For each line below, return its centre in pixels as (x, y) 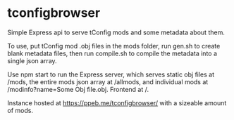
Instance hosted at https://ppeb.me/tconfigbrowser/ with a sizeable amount (117, 102)
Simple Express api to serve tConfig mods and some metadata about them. (116, 32)
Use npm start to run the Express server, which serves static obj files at (111, 74)
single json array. (32, 60)
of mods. (20, 110)
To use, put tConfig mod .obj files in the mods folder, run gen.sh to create (114, 46)
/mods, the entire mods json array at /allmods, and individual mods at (108, 81)
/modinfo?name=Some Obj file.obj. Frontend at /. (78, 89)
